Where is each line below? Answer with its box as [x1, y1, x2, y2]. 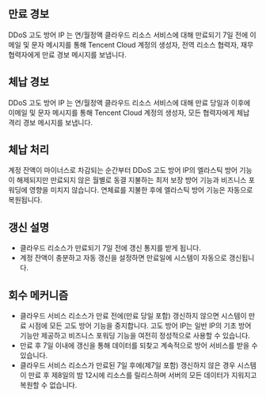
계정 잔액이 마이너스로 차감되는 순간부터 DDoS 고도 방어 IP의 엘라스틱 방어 [8, 166, 238, 175]
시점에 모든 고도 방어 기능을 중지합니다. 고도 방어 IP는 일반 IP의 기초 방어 [28, 321, 252, 330]
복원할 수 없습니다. [19, 380, 78, 390]
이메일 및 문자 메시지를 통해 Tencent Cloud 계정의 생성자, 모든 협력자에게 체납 [8, 108, 250, 117]
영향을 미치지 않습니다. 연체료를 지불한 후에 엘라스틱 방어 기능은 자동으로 [28, 185, 253, 195]
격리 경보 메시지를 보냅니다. [8, 117, 93, 127]
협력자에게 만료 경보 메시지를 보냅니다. [8, 50, 127, 59]
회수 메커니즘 [8, 288, 69, 302]
